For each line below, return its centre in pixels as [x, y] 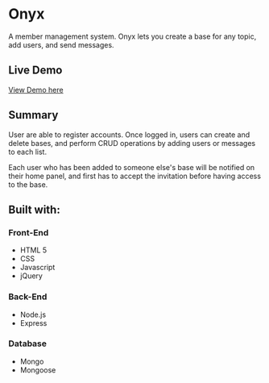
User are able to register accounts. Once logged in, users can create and [129, 135]
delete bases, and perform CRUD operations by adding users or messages [132, 143]
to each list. [27, 152]
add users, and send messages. [61, 44]
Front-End [29, 232]
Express [33, 323]
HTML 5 [33, 250]
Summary [33, 115]
